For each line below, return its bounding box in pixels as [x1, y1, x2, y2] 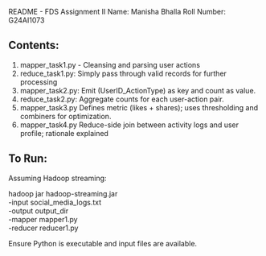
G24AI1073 [8, 15, 45, 25]
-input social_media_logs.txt [8, 197, 102, 207]
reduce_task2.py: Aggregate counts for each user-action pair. [19, 94, 224, 104]
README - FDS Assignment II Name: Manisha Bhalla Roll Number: [8, 7, 227, 16]
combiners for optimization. [19, 111, 112, 121]
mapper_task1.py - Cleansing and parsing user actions [19, 60, 201, 69]
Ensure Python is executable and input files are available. [8, 238, 198, 248]
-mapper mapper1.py [8, 214, 78, 224]
